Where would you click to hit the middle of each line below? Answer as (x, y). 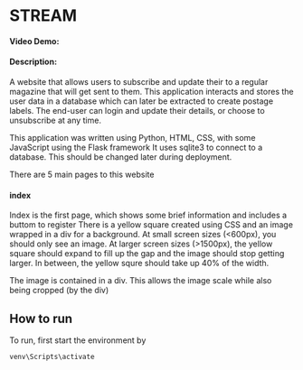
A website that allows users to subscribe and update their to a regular (139, 81)
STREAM (43, 16)
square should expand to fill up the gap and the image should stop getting (147, 254)
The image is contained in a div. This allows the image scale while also (141, 281)
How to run (41, 318)
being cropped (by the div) (59, 291)
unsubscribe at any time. (56, 120)
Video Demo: (34, 41)
